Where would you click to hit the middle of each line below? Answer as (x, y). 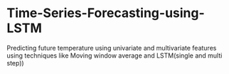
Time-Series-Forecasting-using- (106, 13)
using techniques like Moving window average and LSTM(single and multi (114, 55)
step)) (15, 63)
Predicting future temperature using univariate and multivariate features (112, 48)
